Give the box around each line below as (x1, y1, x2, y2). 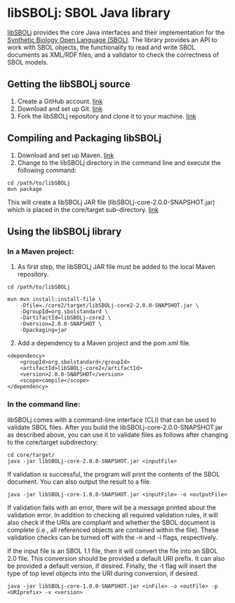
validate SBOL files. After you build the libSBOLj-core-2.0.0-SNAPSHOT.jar (7, 423, 223, 431)
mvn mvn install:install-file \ (7, 296, 102, 303)
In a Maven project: (7, 246, 74, 256)
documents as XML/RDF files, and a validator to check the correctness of (7, 51, 220, 59)
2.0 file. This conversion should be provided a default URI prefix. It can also (7, 554, 225, 562)
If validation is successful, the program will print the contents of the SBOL (7, 470, 220, 478)
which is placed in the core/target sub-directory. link (7, 205, 159, 213)
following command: (17, 166, 77, 174)
